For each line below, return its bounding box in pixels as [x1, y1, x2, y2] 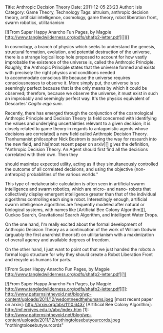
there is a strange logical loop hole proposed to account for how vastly [5, 54, 147, 60]
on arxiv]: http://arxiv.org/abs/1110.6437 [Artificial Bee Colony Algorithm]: [5, 302, 152, 307]
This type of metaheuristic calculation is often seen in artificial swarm [5, 181, 145, 187]
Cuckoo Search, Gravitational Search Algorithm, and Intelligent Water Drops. [5, 212, 159, 217]
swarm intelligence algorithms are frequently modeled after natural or [5, 202, 145, 207]
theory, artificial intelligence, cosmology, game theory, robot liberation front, [5, 15, 158, 20]
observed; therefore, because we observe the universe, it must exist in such [5, 90, 158, 96]
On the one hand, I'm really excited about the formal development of [5, 221, 143, 227]
